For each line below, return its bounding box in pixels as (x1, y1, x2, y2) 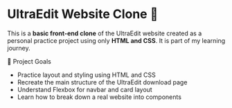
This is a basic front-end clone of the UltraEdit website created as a (7, 29, 202, 37)
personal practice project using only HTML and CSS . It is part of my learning (7, 36, 226, 44)
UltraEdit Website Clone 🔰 (7, 6, 159, 22)
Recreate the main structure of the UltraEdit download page (17, 78, 188, 86)
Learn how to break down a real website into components (17, 93, 182, 101)
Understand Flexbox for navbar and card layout (17, 85, 152, 93)
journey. (7, 44, 30, 52)
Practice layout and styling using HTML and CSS (17, 71, 156, 79)
